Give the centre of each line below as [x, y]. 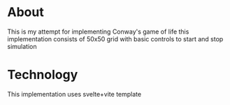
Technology [43, 75]
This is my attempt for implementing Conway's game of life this [98, 31]
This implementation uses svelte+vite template [74, 94]
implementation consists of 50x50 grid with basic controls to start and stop [115, 38]
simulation [22, 46]
